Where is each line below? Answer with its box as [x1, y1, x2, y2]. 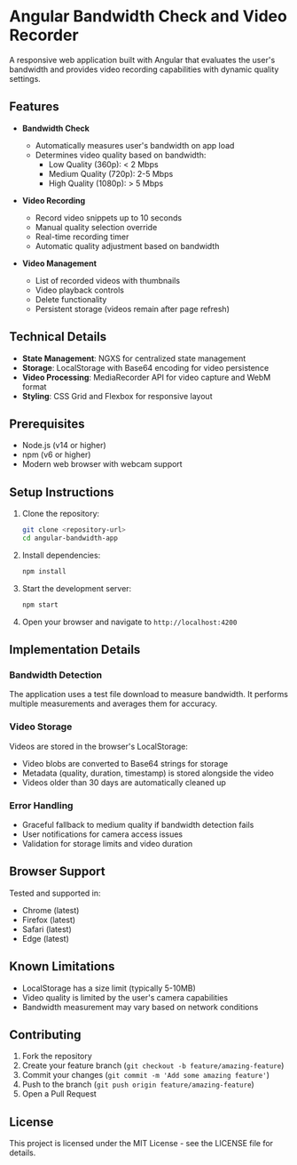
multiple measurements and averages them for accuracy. [9, 698, 218, 709]
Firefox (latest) [21, 914, 76, 925]
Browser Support [9, 864, 106, 880]
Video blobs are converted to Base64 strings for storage [21, 758, 229, 768]
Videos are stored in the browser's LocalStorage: [9, 741, 188, 751]
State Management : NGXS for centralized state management [21, 353, 246, 364]
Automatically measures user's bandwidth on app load [35, 140, 235, 150]
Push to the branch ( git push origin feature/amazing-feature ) [21, 1079, 254, 1090]
